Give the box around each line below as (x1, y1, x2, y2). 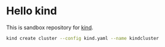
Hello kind (6, 4, 57, 18)
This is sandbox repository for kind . (6, 24, 94, 31)
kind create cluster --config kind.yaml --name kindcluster (6, 35, 160, 41)
